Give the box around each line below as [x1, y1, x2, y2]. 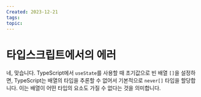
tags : [6, 15, 20, 21]
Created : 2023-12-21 [6, 8, 59, 15]
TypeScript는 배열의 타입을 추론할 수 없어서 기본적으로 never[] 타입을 [14, 77, 180, 84]
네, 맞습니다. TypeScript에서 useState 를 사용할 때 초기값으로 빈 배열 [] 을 [6, 69, 180, 76]
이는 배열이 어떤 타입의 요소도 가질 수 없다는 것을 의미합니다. [19, 84, 162, 92]
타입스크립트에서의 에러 [6, 48, 116, 62]
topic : [6, 20, 23, 26]
